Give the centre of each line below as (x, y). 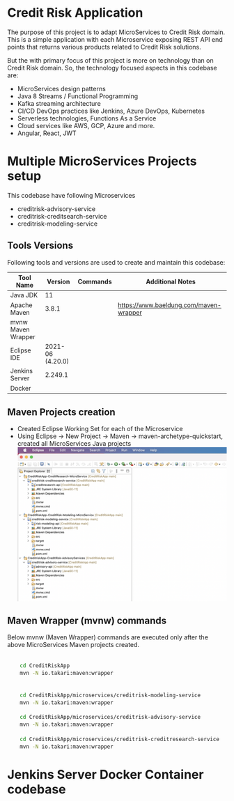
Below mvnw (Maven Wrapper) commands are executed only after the (108, 637)
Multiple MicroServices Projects (102, 161)
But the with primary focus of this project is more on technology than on (110, 60)
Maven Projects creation (62, 412)
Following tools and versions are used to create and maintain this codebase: (116, 262)
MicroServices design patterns (61, 88)
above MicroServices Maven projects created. (73, 645)
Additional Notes (171, 281)
